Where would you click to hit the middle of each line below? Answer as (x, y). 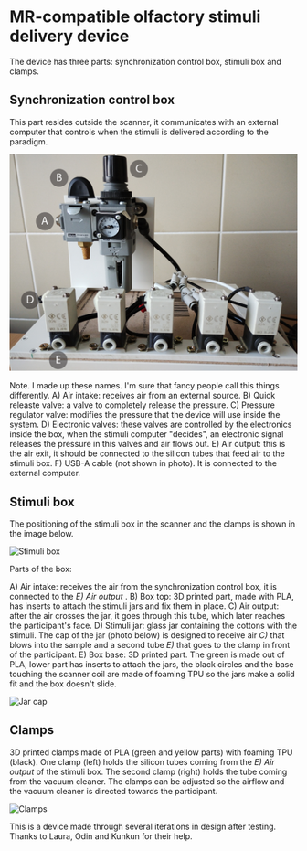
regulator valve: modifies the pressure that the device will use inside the (145, 415)
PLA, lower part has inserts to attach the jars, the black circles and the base (152, 665)
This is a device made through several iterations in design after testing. (143, 826)
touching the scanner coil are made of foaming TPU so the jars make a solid (152, 675)
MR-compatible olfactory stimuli (135, 17)
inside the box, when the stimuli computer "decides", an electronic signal (147, 434)
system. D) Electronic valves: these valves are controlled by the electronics (151, 425)
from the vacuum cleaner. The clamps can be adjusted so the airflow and (147, 781)
